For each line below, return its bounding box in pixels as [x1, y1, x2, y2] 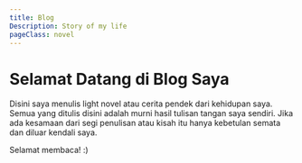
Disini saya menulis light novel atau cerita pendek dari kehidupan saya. [9, 98, 273, 109]
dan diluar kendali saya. [9, 127, 98, 138]
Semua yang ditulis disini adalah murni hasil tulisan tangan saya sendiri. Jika [9, 108, 294, 119]
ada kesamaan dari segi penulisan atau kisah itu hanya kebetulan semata [9, 118, 281, 129]
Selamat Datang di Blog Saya [9, 68, 230, 89]
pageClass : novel [9, 30, 75, 39]
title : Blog [9, 13, 54, 23]
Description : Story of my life [9, 22, 127, 31]
